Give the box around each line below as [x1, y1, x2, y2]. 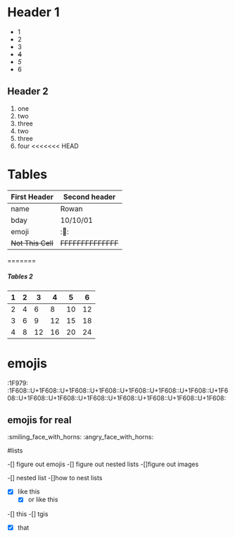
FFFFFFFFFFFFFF [60, 238, 119, 247]
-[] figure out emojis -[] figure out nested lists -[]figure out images [7, 460, 199, 469]
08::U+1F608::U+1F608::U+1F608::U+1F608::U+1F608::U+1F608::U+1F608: [7, 393, 227, 402]
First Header [11, 192, 54, 202]
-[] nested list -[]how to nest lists [7, 474, 103, 482]
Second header [63, 192, 116, 202]
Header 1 [7, 4, 60, 20]
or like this [27, 495, 58, 504]
